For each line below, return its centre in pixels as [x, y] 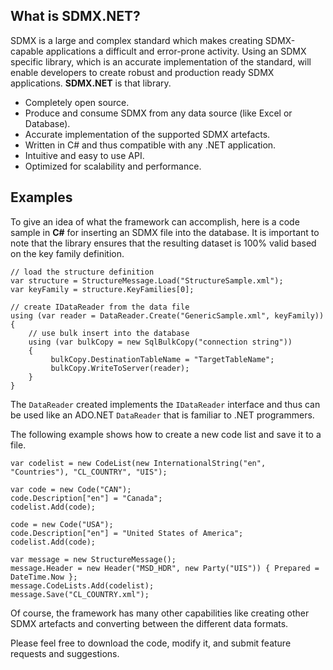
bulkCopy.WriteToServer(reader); [120, 368]
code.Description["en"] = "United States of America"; [127, 533]
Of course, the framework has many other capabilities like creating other [160, 613]
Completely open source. [77, 102]
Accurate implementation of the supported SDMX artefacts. [147, 134]
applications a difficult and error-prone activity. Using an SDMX [176, 51]
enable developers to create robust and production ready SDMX [142, 72]
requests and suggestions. [65, 653]
